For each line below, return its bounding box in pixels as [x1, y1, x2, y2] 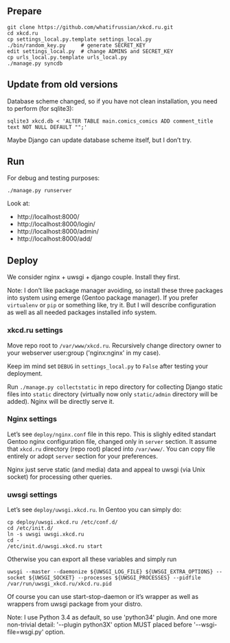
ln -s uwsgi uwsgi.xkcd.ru [7, 531, 84, 538]
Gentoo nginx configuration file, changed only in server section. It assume [7, 437, 218, 445]
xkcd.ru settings [7, 325, 63, 335]
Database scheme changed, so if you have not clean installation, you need [7, 96, 218, 105]
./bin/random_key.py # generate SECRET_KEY [7, 41, 146, 49]
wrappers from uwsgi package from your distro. [7, 600, 143, 609]
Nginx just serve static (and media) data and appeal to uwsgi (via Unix [7, 465, 206, 473]
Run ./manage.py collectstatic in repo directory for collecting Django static [7, 382, 223, 391]
